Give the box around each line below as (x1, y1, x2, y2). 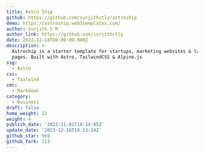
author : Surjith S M (6, 25, 59, 32)
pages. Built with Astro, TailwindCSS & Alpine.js (12, 54, 143, 60)
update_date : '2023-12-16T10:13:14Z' (6, 127, 102, 133)
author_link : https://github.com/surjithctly (6, 32, 123, 38)
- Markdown (12, 88, 39, 94)
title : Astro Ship (6, 8, 53, 15)
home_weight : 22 (6, 110, 47, 116)
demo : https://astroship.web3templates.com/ (6, 20, 121, 26)
